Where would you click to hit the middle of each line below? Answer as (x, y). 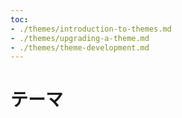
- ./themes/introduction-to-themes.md (91, 29)
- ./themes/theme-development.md (80, 47)
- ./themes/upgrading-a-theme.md (80, 38)
